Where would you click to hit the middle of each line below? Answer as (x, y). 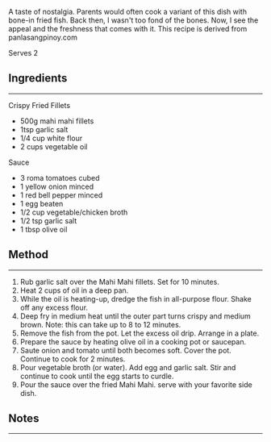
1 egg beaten (42, 203)
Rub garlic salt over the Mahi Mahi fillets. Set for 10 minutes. (119, 281)
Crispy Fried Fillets (40, 105)
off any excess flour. (54, 307)
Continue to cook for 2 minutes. (73, 359)
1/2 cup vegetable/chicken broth (74, 212)
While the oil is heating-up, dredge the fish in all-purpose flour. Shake (135, 298)
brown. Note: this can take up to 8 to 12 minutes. (100, 324)
